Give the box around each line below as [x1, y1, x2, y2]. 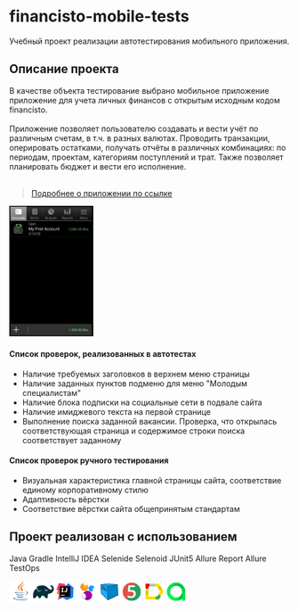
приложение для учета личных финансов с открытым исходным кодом [9, 95, 280, 105]
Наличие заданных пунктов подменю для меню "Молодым [21, 377, 247, 389]
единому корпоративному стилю [21, 484, 149, 495]
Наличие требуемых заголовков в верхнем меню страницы [21, 368, 251, 379]
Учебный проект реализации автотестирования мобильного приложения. [9, 36, 290, 46]
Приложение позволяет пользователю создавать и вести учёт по [9, 123, 259, 134]
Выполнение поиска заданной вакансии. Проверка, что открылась [21, 416, 278, 426]
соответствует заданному [21, 434, 122, 445]
